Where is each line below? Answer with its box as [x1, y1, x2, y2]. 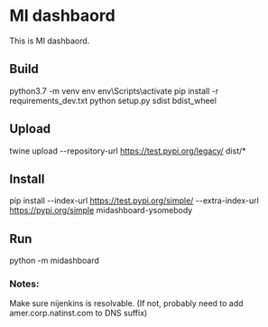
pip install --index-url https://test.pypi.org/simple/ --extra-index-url [9, 195, 259, 206]
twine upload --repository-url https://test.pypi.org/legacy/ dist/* [9, 145, 246, 156]
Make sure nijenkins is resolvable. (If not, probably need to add [9, 298, 244, 309]
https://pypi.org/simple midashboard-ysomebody [9, 205, 193, 216]
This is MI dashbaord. [9, 35, 90, 46]
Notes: [9, 277, 40, 290]
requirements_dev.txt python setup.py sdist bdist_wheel [9, 95, 217, 106]
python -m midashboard [9, 255, 99, 266]
